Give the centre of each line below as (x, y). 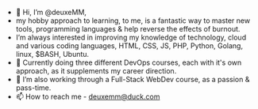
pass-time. (33, 88)
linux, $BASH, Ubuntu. (52, 54)
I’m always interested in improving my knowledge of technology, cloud (131, 37)
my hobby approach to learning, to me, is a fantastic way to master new (133, 21)
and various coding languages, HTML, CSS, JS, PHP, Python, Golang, (129, 46)
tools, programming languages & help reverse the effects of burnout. (128, 29)
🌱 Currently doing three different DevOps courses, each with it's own (129, 62)
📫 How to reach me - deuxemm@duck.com (88, 96)
